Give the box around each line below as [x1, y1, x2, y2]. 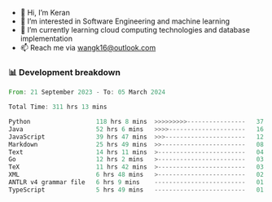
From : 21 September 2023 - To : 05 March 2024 [8, 88, 165, 97]
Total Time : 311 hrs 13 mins [8, 103, 107, 112]
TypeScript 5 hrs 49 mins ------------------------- [8, 186, 246, 194]
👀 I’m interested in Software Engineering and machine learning [20, 16, 230, 26]
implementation [20, 33, 73, 43]
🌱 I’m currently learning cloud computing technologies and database [20, 25, 251, 34]
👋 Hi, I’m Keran [20, 8, 71, 17]
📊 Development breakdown [8, 66, 121, 77]
